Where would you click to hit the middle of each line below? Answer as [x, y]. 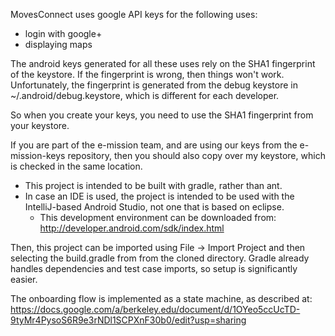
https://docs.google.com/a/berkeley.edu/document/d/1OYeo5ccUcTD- [155, 309]
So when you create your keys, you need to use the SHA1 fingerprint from [162, 115]
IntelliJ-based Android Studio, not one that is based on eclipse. [154, 207]
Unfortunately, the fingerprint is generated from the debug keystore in [154, 85]
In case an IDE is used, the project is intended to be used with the [159, 196]
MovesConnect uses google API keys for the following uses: [134, 14]
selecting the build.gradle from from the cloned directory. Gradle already [160, 258]
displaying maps [58, 44]
